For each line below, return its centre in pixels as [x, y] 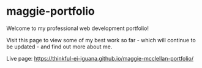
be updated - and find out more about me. [59, 47]
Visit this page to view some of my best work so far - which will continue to [101, 40]
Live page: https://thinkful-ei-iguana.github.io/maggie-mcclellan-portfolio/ [100, 58]
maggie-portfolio [50, 11]
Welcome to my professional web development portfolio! [77, 28]
